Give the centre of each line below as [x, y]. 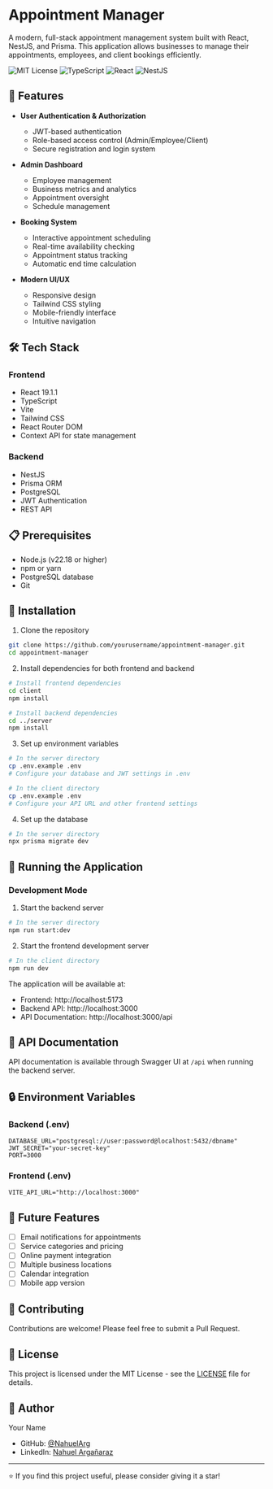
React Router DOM [52, 427]
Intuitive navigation [64, 321]
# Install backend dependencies [63, 713]
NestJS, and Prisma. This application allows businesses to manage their [129, 46]
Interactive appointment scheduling [92, 237]
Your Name [27, 1427]
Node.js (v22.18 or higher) [64, 559]
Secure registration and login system [94, 149]
